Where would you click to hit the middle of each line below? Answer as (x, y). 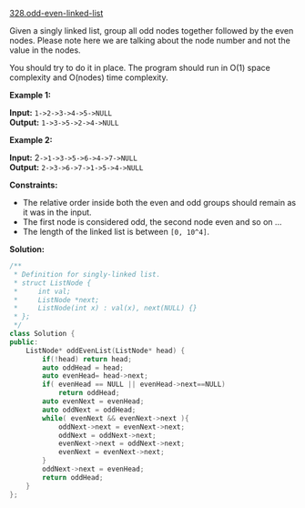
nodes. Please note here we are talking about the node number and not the (150, 41)
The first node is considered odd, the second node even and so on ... (152, 222)
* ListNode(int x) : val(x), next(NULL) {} (105, 309)
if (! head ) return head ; (87, 359)
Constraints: (34, 185)
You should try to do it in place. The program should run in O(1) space (140, 68)
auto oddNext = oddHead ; (89, 410)
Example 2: (31, 140)
